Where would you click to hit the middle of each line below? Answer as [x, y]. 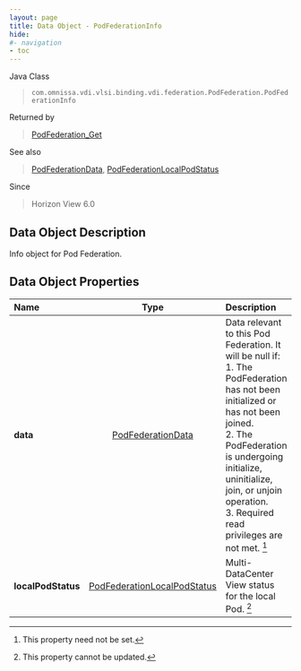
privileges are [254, 535]
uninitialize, [249, 478]
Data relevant [254, 322]
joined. [240, 423]
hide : [19, 34]
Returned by [32, 117]
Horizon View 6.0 [63, 204]
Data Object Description [77, 232]
